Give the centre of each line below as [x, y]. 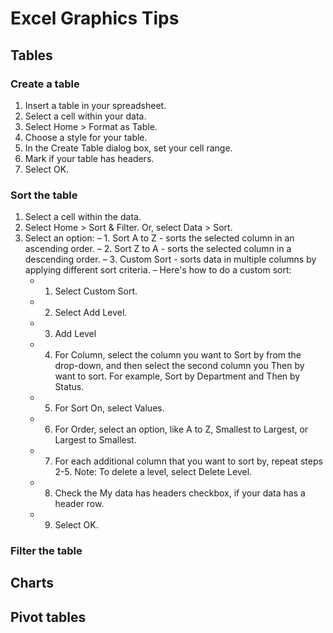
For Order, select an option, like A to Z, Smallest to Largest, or [181, 429]
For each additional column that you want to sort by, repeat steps [188, 461]
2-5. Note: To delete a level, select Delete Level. [153, 472]
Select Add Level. [91, 313]
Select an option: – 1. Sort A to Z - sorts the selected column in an [159, 238]
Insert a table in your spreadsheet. [95, 105]
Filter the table [46, 551]
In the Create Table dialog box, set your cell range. [128, 148]
